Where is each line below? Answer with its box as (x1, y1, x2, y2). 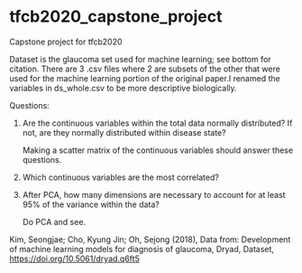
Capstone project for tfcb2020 (9, 36, 124, 47)
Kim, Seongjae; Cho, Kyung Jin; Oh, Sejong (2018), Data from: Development (9, 233, 291, 245)
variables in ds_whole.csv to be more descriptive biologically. (9, 82, 237, 93)
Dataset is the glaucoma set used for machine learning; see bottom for (9, 53, 272, 64)
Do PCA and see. (22, 216, 87, 227)
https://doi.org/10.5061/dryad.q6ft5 (9, 253, 140, 264)
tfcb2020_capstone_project (9, 6, 223, 27)
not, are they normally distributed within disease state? (22, 127, 227, 137)
